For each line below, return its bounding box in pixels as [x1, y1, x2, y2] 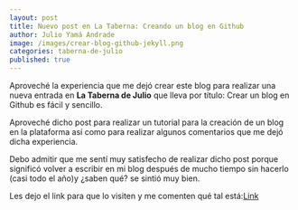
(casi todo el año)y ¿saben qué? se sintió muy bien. [9, 173, 200, 184]
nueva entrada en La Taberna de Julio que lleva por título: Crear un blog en [9, 90, 290, 100]
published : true [9, 55, 70, 64]
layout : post [9, 13, 59, 23]
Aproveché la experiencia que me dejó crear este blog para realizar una [9, 81, 276, 91]
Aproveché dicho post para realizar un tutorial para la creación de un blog [9, 117, 284, 128]
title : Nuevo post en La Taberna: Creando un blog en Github [9, 22, 245, 31]
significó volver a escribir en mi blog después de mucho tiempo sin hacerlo [9, 164, 289, 174]
